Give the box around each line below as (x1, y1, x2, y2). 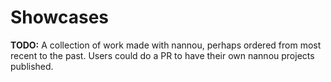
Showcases (10, 6, 110, 29)
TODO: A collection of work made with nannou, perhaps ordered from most (10, 39, 322, 51)
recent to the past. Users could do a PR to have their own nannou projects (10, 49, 315, 61)
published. (10, 60, 54, 72)
